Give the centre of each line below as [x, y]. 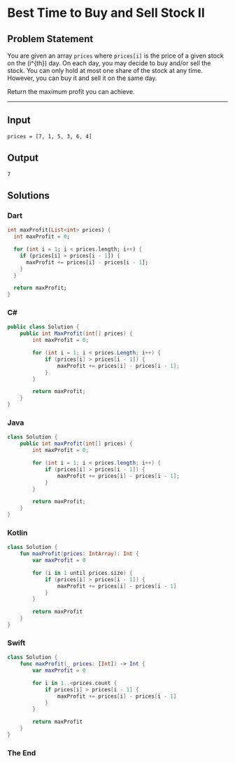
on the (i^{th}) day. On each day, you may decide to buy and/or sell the [109, 63]
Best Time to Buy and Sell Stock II [106, 13]
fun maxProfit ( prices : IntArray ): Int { [79, 554]
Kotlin [17, 533]
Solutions [29, 195]
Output [23, 158]
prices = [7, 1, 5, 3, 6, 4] [50, 136]
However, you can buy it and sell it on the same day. [82, 78]
